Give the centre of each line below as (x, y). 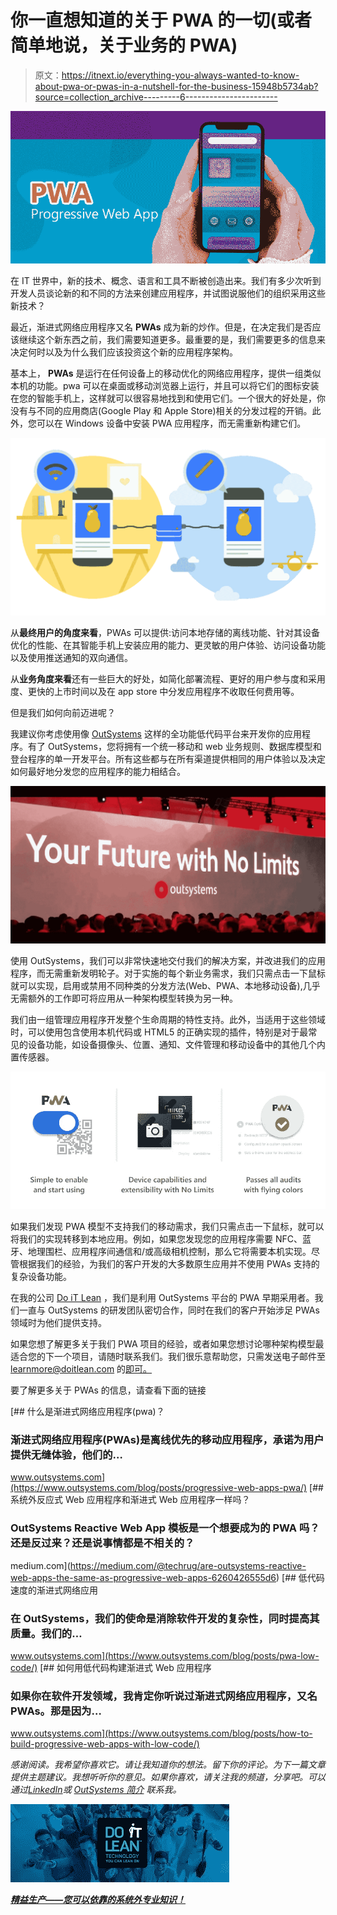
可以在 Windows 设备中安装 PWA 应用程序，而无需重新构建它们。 (171, 423)
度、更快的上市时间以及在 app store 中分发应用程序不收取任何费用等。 (155, 692)
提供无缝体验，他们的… (66, 1455)
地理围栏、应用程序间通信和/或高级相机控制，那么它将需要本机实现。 (169, 1252)
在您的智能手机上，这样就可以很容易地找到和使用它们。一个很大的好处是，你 (168, 398)
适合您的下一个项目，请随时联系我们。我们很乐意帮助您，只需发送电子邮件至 (168, 1357)
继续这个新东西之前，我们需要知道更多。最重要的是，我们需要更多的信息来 (172, 340)
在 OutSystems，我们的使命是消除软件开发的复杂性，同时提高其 (165, 1618)
